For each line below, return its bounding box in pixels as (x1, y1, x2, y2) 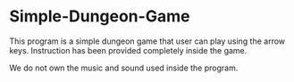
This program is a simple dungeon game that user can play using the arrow (9, 36, 286, 46)
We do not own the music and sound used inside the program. (9, 62, 239, 73)
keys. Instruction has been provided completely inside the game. (9, 45, 248, 55)
